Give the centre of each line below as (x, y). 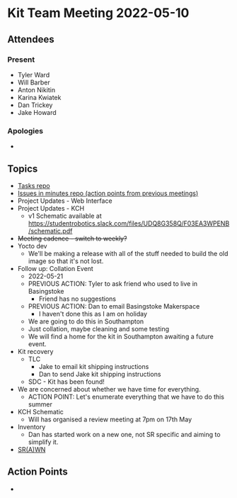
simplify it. (43, 442)
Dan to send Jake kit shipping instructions (100, 374)
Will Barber (34, 82)
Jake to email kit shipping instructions (94, 366)
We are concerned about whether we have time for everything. (109, 389)
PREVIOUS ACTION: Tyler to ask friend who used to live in (113, 283)
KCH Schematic (40, 411)
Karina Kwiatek (39, 97)
